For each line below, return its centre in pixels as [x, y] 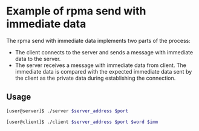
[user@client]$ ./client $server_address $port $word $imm [82, 122]
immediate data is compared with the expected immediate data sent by [103, 71]
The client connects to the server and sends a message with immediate [104, 52]
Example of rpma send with [76, 11]
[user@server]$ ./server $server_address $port [67, 111]
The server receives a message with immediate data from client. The [100, 65]
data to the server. [38, 59]
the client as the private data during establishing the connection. [95, 78]
